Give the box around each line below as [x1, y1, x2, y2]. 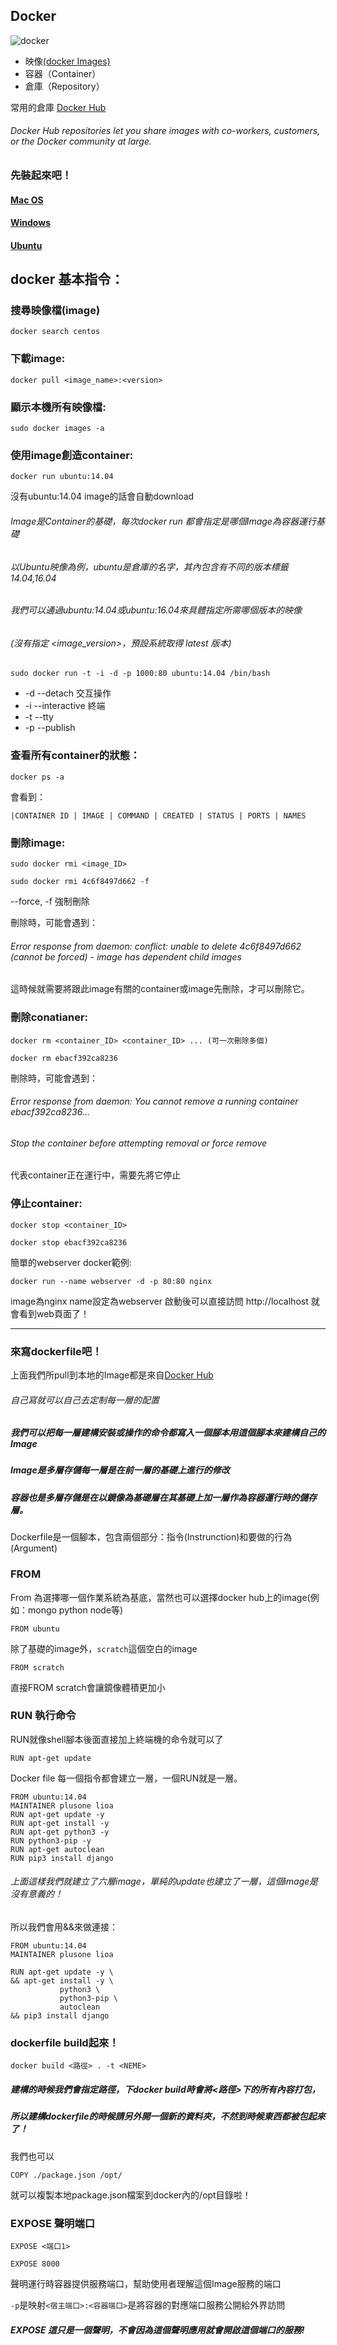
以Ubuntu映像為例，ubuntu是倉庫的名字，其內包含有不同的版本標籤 [10, 560, 289, 573]
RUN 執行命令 [10, 1709, 77, 1723]
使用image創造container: [10, 449, 134, 462]
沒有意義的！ [10, 1888, 63, 1900]
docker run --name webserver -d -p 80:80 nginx [10, 1276, 213, 1286]
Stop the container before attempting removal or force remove [10, 1137, 268, 1149]
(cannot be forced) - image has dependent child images [10, 950, 242, 963]
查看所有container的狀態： [10, 749, 141, 763]
